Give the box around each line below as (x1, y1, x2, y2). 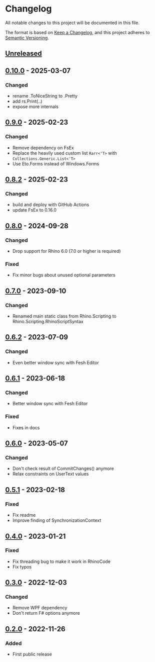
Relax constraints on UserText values (12, 471, 89, 477)
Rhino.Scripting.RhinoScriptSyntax (12, 319, 83, 325)
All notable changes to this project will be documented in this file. (5, 20, 140, 26)
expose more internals (12, 104, 59, 110)
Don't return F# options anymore (12, 610, 80, 616)
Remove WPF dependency (12, 605, 67, 611)
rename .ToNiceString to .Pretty (12, 93, 77, 99)
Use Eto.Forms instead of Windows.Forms (12, 160, 99, 166)
